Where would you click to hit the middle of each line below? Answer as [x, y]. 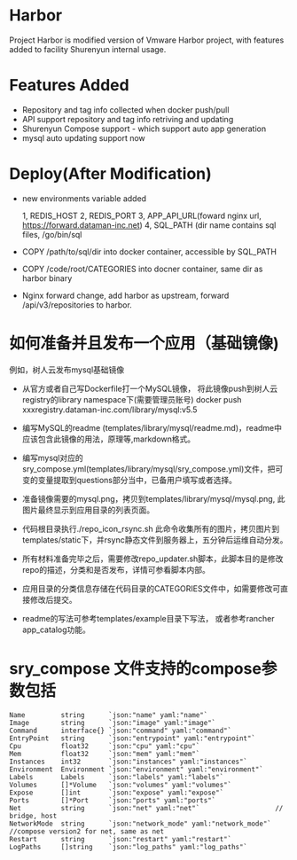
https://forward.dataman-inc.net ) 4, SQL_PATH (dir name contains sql [149, 225]
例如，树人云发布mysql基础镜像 [67, 370]
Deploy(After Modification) [111, 174]
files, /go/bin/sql [52, 234]
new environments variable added [84, 198]
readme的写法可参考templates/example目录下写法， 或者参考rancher [148, 618]
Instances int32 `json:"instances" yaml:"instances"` [129, 762]
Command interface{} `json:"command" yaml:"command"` [121, 731]
